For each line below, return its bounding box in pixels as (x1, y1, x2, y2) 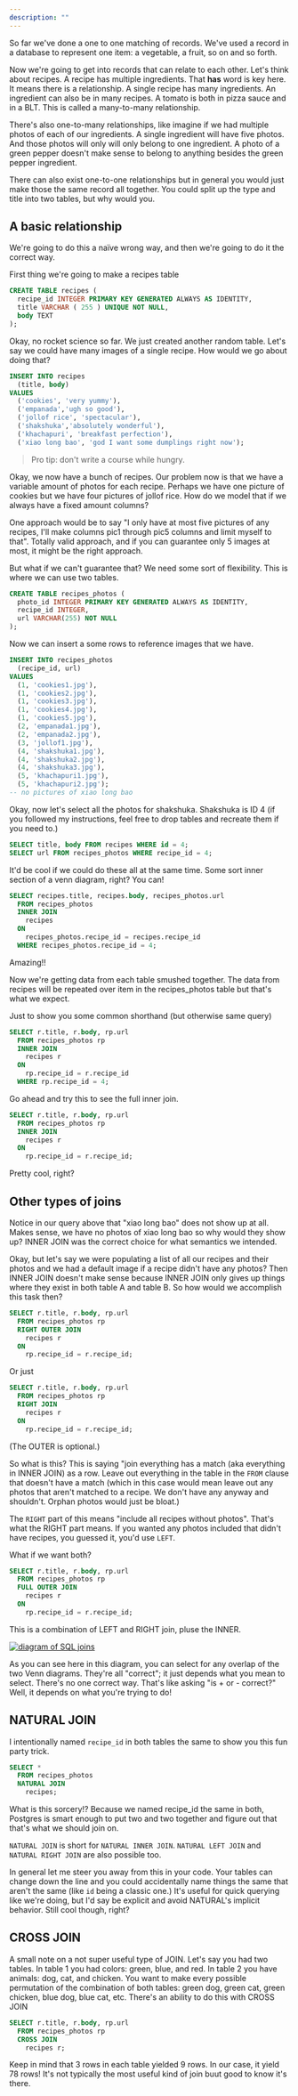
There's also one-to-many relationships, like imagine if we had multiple (9, 119, 270, 130)
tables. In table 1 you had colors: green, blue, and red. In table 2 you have (9, 1963, 278, 1974)
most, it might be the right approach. (9, 545, 144, 556)
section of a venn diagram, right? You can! (9, 874, 165, 885)
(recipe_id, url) (17, 664, 82, 673)
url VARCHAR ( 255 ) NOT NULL (17, 614, 117, 623)
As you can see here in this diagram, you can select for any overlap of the (9, 1658, 280, 1669)
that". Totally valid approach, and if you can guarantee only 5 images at (9, 536, 270, 546)
